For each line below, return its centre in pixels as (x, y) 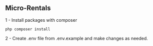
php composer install (28, 29)
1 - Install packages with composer (41, 20)
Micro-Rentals (28, 8)
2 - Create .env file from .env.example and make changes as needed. (76, 38)
